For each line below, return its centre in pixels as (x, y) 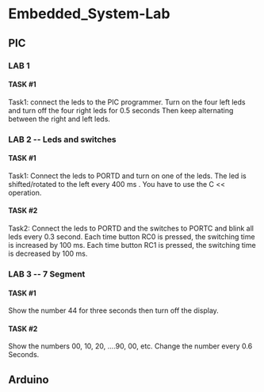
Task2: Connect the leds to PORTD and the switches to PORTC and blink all (131, 228)
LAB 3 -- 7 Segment (47, 274)
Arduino (29, 380)
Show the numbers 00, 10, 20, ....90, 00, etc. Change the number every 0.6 (130, 346)
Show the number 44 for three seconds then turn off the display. (114, 310)
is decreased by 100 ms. (48, 253)
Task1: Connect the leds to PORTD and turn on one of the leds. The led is (128, 176)
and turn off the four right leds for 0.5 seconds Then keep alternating (121, 110)
